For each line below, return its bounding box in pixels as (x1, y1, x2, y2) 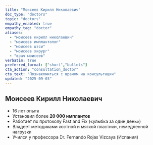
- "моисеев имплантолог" (9, 40, 61, 45)
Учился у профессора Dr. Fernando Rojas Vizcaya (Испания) (12, 134, 139, 140)
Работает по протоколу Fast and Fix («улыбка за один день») (12, 118, 141, 124)
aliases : (5, 30, 23, 35)
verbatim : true (5, 58, 37, 63)
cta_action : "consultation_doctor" (5, 67, 79, 72)
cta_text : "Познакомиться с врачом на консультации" (5, 72, 116, 77)
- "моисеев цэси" (9, 44, 46, 49)
